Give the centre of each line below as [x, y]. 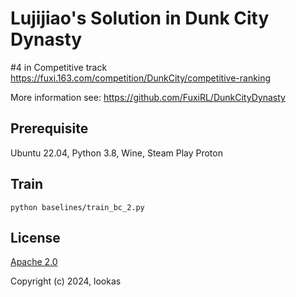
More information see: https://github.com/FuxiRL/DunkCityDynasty [148, 97]
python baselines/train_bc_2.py [77, 207]
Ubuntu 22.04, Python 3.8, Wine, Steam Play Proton [116, 153]
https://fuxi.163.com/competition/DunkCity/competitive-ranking [141, 78]
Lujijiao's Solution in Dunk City [140, 18]
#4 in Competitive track [59, 67]
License [35, 237]
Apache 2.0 [34, 262]
